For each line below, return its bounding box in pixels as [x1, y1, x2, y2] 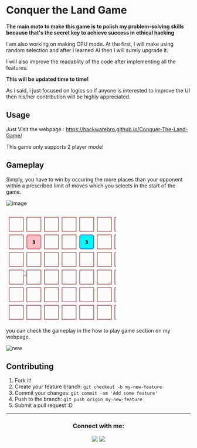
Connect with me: [72, 422, 125, 430]
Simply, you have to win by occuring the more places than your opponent [6, 176, 183, 183]
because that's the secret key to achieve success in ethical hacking [6, 29, 175, 36]
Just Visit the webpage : [6, 125, 64, 132]
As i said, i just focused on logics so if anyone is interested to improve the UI [6, 87, 191, 94]
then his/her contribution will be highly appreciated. [6, 93, 131, 100]
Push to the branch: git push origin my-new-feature [14, 396, 142, 403]
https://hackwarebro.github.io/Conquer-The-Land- [65, 125, 189, 132]
